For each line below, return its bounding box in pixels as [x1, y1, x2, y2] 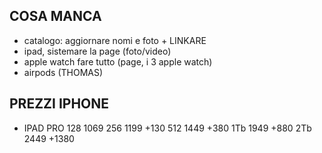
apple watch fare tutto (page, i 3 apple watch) [23, 55, 213, 68]
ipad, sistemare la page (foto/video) [23, 45, 172, 57]
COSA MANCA [9, 8, 102, 25]
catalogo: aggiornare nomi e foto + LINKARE [23, 34, 207, 46]
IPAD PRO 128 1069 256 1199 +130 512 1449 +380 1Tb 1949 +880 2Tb [23, 122, 312, 134]
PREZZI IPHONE [9, 95, 110, 113]
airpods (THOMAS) [23, 66, 104, 78]
